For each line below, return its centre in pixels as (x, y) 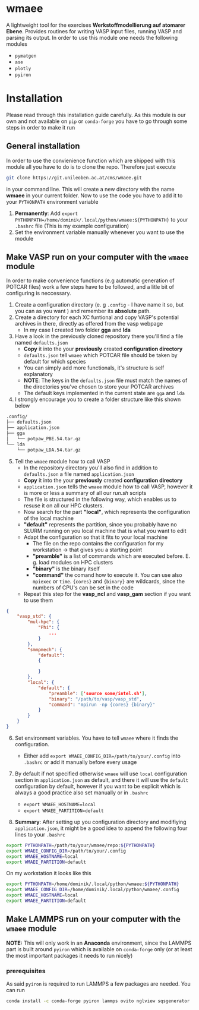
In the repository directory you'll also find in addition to (91, 468)
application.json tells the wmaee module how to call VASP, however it (108, 487)
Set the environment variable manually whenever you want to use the (99, 232)
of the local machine (49, 518)
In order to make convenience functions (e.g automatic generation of (90, 280)
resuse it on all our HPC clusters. (64, 505)
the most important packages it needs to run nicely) (70, 955)
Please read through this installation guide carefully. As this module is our (96, 115)
